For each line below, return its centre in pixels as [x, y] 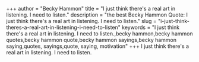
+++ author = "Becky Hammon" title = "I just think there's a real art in [91, 9]
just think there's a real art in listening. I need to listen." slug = [82, 21]
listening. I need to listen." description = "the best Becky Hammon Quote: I [97, 15]
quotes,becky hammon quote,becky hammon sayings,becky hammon [91, 40]
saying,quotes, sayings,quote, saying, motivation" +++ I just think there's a [97, 46]
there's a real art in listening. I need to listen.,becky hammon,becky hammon [99, 34]
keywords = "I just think [151, 27]
